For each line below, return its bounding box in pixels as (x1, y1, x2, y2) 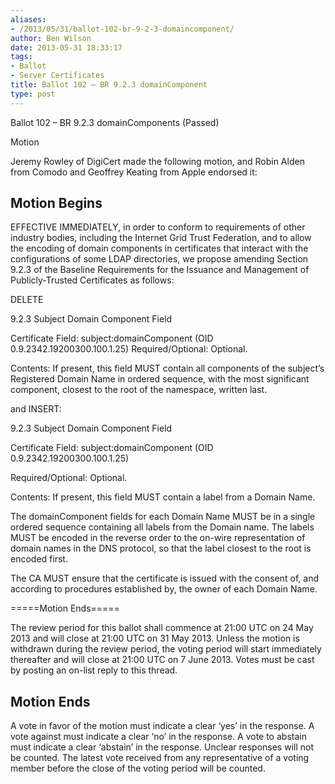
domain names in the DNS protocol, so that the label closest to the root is (10, 542, 312, 555)
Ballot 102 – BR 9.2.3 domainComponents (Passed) (10, 116, 220, 128)
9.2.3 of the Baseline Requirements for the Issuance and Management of (10, 264, 310, 276)
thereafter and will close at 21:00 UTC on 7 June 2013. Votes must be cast (10, 654, 315, 666)
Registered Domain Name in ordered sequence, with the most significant (10, 373, 310, 385)
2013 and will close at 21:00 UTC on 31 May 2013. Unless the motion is (10, 632, 300, 645)
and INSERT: (10, 403, 62, 415)
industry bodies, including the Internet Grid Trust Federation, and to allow (10, 232, 312, 244)
